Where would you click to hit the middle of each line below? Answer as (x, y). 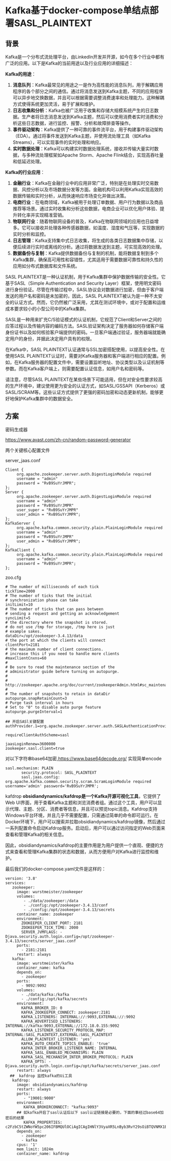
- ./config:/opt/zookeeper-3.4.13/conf (66, 905)
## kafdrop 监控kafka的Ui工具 (41, 1076)
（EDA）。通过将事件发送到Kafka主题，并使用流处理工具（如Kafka (82, 136)
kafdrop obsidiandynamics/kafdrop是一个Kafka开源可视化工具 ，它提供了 (83, 796)
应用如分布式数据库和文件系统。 (46, 266)
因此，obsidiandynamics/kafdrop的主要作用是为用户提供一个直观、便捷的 (82, 845)
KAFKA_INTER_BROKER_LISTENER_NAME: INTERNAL (69, 1048)
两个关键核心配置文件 (27, 450)
